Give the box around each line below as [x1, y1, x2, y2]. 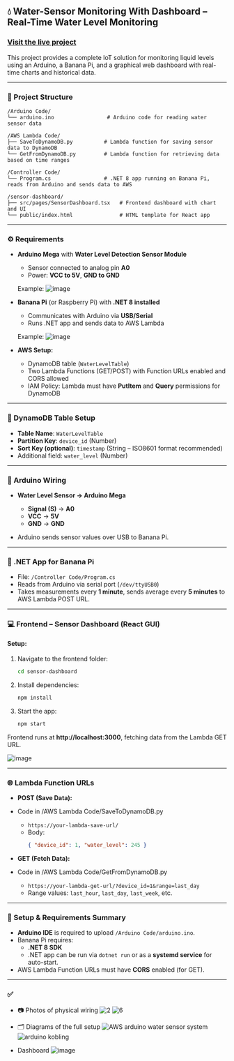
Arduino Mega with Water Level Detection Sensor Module [17, 250, 187, 259]
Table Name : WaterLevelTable [17, 429, 103, 437]
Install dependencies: [17, 681, 79, 689]
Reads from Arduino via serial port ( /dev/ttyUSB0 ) [17, 580, 159, 589]
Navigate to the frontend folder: [17, 655, 108, 663]
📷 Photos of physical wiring [17, 1006, 99, 1014]
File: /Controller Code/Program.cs [17, 573, 116, 581]
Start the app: [17, 707, 57, 716]
